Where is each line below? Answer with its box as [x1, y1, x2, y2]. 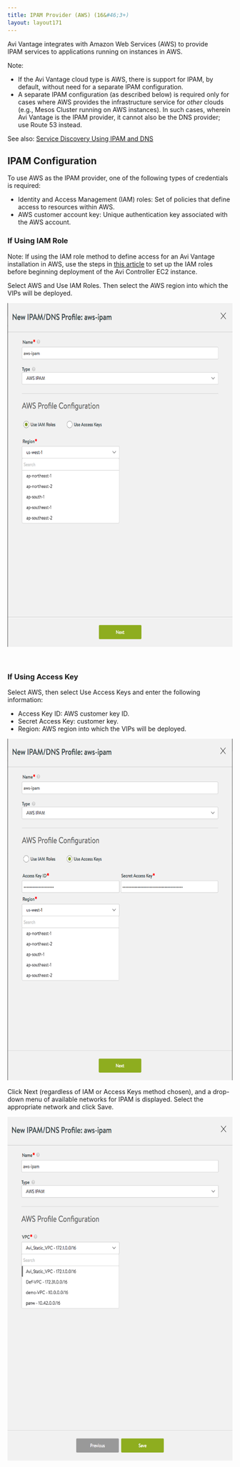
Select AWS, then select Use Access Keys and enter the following [7, 688, 201, 696]
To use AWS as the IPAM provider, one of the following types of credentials [7, 174, 229, 182]
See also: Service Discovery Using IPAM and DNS [7, 134, 154, 143]
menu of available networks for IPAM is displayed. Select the [25, 1095, 204, 1103]
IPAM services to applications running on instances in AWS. [7, 47, 183, 56]
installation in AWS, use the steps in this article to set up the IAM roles [7, 259, 213, 268]
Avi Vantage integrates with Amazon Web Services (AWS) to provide [7, 39, 209, 48]
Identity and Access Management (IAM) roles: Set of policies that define [17, 195, 231, 204]
